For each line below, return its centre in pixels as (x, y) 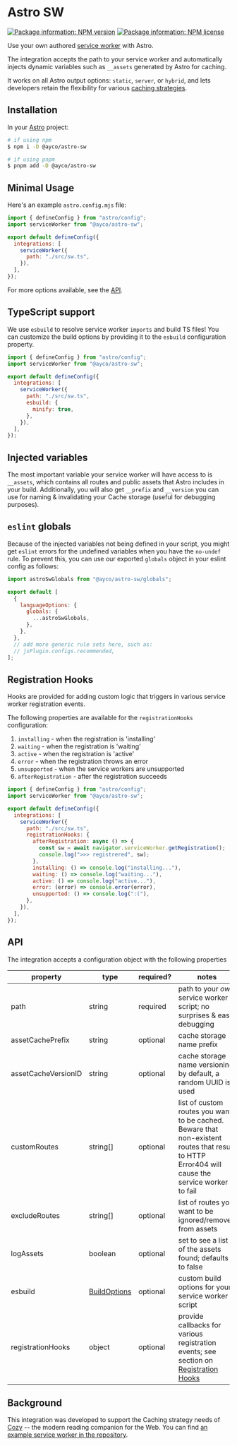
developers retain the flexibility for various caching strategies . (97, 88)
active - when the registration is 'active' (76, 754)
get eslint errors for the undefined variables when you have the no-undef (114, 551)
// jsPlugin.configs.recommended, (64, 651)
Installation (32, 110)
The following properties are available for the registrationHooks (100, 718)
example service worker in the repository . (68, 1435)
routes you (196, 1111)
